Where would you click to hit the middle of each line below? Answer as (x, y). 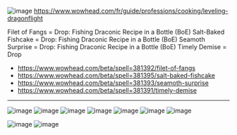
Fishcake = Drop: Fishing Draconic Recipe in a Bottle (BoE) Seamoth (107, 39)
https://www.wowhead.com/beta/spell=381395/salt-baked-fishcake (116, 75)
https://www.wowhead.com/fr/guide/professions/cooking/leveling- (131, 11)
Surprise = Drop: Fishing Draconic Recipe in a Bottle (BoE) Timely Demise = (117, 47)
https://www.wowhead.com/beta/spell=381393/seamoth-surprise (113, 83)
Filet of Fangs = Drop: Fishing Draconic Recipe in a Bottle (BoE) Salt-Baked (116, 32)
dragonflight (25, 18)
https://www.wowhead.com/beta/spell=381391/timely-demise (107, 90)
